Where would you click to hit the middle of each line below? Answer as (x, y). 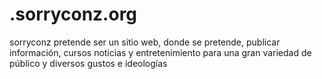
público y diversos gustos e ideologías (88, 63)
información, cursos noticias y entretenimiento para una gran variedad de (160, 52)
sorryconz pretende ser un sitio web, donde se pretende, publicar (145, 42)
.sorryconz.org (73, 14)
